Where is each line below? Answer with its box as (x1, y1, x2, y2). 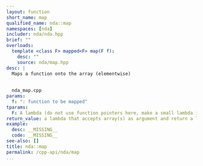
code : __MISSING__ (11, 132, 59, 139)
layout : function (6, 8, 50, 15)
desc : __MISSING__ (11, 127, 59, 133)
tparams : (6, 104, 28, 110)
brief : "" (6, 37, 31, 43)
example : (6, 121, 28, 127)
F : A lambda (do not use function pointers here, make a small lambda (11, 110, 193, 116)
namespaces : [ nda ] (6, 25, 53, 32)
